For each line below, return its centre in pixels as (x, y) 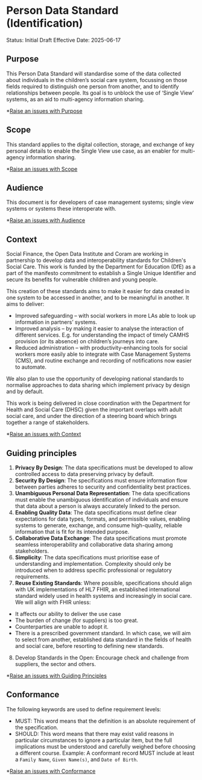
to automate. (31, 367)
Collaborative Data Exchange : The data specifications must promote (101, 538)
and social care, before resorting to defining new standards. (89, 646)
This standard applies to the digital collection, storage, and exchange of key (100, 144)
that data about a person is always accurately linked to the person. (98, 506)
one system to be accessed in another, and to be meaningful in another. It (98, 298)
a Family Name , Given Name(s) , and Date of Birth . (77, 759)
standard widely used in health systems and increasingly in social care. (103, 596)
